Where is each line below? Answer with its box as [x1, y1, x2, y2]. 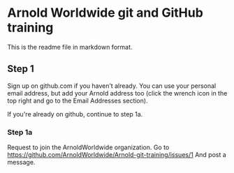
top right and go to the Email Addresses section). [7, 96, 148, 105]
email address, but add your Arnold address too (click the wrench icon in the [7, 89, 228, 97]
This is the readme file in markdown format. [7, 43, 133, 51]
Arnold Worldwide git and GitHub [7, 5, 204, 21]
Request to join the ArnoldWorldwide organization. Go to [7, 143, 170, 151]
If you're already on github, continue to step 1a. [7, 110, 143, 118]
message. [7, 158, 36, 167]
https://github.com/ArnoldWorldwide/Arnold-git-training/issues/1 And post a [7, 151, 227, 159]
